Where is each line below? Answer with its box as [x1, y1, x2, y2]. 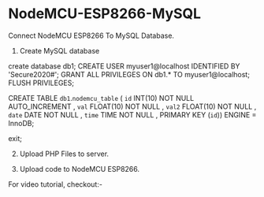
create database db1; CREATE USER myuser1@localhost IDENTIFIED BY [8, 61, 240, 71]
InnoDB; [8, 118, 35, 128]
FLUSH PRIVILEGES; [8, 78, 75, 87]
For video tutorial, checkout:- [8, 179, 102, 189]
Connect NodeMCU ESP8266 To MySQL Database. [8, 31, 175, 40]
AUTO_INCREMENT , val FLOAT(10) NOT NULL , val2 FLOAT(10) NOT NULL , [8, 102, 257, 111]
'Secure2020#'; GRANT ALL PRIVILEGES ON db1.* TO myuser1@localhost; [8, 69, 251, 79]
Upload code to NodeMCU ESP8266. [19, 164, 140, 173]
